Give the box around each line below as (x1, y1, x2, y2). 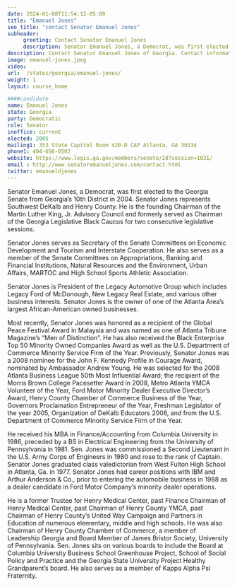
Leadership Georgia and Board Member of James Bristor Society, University (7, 533, 229, 542)
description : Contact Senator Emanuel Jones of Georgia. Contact (7, 50, 203, 57)
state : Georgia (7, 109, 52, 116)
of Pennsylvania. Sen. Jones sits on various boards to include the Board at (7, 541, 224, 550)
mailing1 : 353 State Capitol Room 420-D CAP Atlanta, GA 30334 (7, 141, 197, 149)
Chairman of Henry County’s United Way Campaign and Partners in (7, 511, 203, 520)
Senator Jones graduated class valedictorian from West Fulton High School (7, 460, 226, 468)
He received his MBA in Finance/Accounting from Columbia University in (7, 429, 219, 438)
